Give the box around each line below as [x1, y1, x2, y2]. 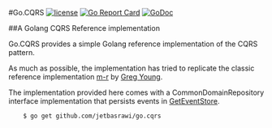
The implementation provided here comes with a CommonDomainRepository [8, 87, 265, 97]
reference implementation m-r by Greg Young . [8, 72, 163, 81]
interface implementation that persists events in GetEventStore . [8, 96, 220, 105]
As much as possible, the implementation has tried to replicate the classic [8, 63, 255, 73]
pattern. [8, 48, 35, 57]
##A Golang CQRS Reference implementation [8, 23, 161, 32]
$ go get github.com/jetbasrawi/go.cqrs [23, 112, 162, 120]
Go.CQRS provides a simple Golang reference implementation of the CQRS [8, 39, 258, 49]
